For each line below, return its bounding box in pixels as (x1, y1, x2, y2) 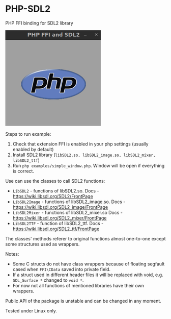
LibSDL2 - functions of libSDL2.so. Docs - (12, 187, 99, 194)
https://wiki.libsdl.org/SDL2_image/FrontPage (12, 204, 108, 210)
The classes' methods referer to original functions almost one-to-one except (5, 235, 166, 241)
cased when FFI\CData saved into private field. (12, 266, 111, 272)
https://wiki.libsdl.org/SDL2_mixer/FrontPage (12, 215, 107, 221)
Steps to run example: (5, 131, 51, 137)
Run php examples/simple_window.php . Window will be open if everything (12, 162, 164, 168)
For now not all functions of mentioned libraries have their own (12, 282, 144, 288)
